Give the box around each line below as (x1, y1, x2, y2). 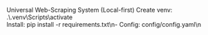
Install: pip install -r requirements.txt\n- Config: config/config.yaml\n (6, 21, 202, 28)
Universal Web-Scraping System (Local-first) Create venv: (6, 6, 173, 14)
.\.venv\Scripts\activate (6, 13, 73, 21)
